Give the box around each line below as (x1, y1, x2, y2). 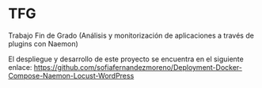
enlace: (8, 62, 32, 71)
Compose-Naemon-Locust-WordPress (8, 71, 135, 80)
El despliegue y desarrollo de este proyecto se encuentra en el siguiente (8, 54, 244, 64)
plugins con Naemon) (8, 38, 79, 48)
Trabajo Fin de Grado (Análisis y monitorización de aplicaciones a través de (8, 31, 255, 40)
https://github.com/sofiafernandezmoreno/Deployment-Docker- (33, 62, 243, 71)
